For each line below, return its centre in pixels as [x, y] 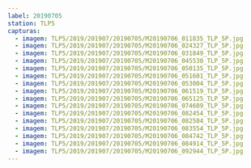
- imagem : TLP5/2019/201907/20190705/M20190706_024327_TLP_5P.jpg [129, 46]
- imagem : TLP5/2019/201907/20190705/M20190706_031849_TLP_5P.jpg [129, 53]
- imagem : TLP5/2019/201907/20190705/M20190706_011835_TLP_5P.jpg [129, 38]
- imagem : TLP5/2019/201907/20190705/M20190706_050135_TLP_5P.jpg [129, 69]
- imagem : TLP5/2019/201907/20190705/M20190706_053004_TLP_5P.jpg [129, 83]
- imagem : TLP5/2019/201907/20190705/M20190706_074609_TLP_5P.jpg [129, 106]
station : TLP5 [32, 23]
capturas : [24, 31]
